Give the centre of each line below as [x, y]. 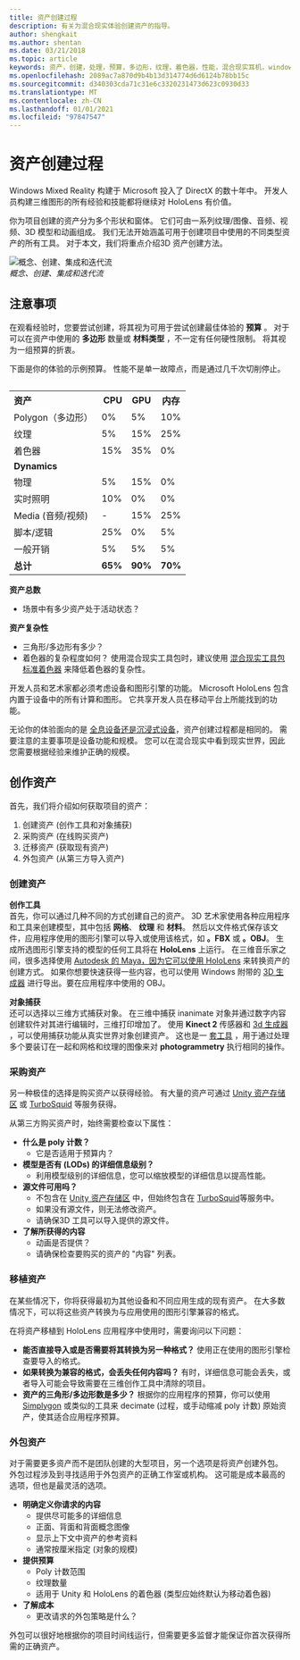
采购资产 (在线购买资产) [65, 835]
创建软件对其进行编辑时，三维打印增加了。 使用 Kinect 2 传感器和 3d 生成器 [149, 1024]
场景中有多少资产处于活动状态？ [81, 608]
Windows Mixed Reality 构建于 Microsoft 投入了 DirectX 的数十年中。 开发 [145, 191]
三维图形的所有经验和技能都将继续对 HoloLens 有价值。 [134, 202]
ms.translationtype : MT [54, 92]
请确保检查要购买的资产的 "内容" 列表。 [108, 1254]
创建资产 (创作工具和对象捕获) [77, 825]
